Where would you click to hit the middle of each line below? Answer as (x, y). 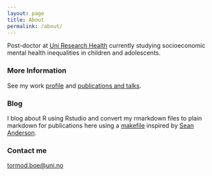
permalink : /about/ (35, 26)
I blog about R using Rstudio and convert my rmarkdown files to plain (105, 118)
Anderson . (22, 133)
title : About (26, 20)
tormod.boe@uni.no (35, 166)
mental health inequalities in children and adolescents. (84, 53)
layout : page (26, 13)
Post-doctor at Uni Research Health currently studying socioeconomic (106, 46)
